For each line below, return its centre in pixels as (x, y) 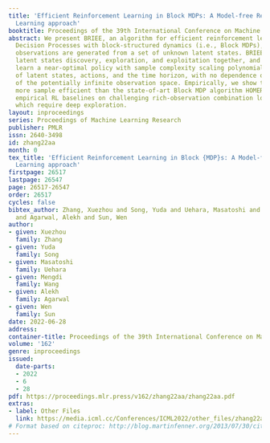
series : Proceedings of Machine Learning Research (95, 120)
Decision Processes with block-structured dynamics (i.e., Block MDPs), (140, 46)
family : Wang (37, 284)
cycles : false (32, 202)
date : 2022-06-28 (37, 322)
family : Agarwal (43, 299)
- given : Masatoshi (41, 262)
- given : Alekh (34, 292)
